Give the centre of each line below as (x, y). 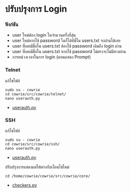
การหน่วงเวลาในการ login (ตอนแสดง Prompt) (51, 57)
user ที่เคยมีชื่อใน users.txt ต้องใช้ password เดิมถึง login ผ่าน (67, 46)
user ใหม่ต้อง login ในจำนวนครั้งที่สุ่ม (44, 35)
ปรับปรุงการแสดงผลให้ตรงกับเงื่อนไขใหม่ (37, 167)
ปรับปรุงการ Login (36, 9)
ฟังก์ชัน (12, 24)
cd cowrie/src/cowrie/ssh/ (32, 144)
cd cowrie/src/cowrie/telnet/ (36, 94)
